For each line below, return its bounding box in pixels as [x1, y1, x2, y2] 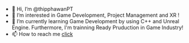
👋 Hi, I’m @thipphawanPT [11, 6, 73, 12]
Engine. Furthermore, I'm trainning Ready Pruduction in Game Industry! [11, 24, 184, 31]
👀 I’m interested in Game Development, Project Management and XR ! [11, 12, 180, 19]
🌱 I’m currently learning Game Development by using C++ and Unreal [11, 18, 180, 24]
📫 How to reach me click [11, 31, 73, 37]
